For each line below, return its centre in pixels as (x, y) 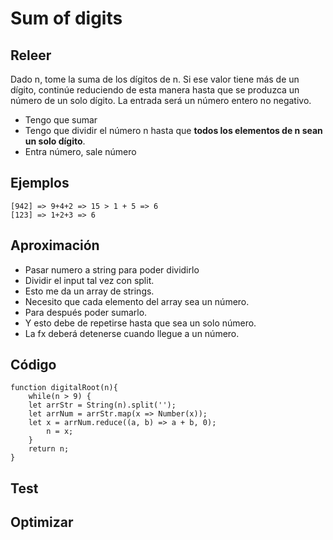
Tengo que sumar (61, 120)
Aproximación (55, 245)
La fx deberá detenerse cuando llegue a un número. (132, 333)
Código (33, 365)
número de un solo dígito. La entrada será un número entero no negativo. (161, 100)
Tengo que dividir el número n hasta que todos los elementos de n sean (173, 130)
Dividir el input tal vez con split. (89, 280)
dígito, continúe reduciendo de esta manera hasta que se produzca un (155, 90)
